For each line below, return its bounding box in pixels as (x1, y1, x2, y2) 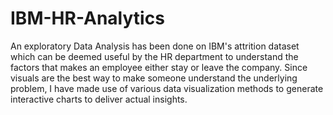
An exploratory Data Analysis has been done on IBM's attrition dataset (10, 40, 300, 52)
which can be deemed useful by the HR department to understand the (10, 50, 299, 62)
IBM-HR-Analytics (10, 7, 165, 30)
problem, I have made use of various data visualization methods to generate (10, 82, 324, 94)
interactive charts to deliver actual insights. (10, 93, 188, 105)
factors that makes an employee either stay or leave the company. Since (10, 61, 308, 73)
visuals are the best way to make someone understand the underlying (10, 72, 298, 84)
